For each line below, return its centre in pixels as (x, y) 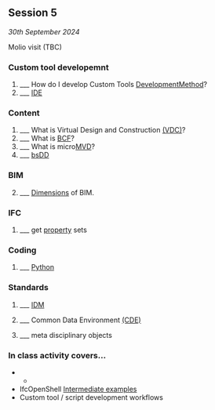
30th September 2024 (44, 31)
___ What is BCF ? (47, 138)
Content (24, 113)
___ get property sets (53, 230)
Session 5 (33, 13)
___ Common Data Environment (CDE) (80, 320)
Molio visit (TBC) (35, 47)
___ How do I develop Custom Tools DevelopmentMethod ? (113, 85)
